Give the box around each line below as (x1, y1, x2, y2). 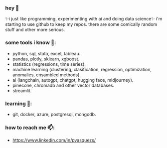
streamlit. (12, 87, 32, 94)
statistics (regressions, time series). (12, 61, 86, 67)
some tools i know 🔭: (5, 39, 56, 46)
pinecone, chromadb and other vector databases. (12, 82, 115, 88)
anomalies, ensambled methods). (12, 72, 81, 78)
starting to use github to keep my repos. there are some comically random (5, 21, 158, 27)
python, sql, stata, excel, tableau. (12, 50, 81, 56)
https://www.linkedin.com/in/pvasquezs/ (12, 137, 96, 144)
